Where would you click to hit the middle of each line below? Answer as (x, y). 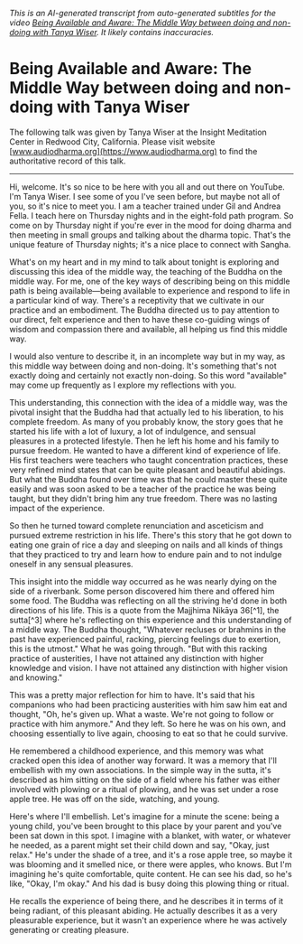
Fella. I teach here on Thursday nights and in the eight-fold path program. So (151, 215)
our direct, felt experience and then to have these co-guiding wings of (140, 319)
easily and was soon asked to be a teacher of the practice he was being (143, 489)
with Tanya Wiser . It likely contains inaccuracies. (124, 32)
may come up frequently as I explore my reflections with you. (123, 385)
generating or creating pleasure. (69, 930)
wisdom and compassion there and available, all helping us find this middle (148, 329)
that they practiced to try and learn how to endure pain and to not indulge (146, 554)
